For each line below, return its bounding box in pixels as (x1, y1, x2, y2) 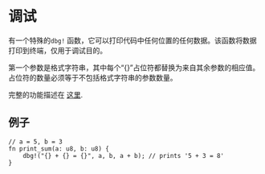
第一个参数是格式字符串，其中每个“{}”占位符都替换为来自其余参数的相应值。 (8, 62, 260, 72)
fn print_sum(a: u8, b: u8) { (8, 144, 110, 153)
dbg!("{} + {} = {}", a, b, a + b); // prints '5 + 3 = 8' (22, 151, 225, 159)
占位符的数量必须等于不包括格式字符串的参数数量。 (8, 72, 177, 82)
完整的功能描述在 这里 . (8, 89, 83, 99)
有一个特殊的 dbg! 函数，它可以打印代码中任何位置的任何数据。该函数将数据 (8, 35, 257, 45)
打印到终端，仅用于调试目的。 (8, 45, 107, 55)
